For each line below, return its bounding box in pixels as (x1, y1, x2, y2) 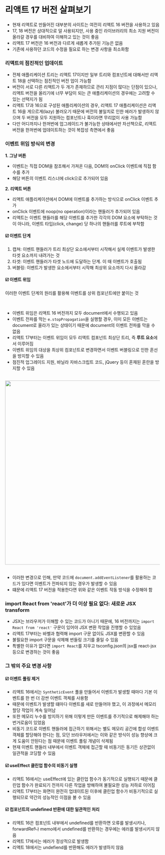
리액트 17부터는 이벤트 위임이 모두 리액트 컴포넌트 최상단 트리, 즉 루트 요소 (12, 334, 154, 340)
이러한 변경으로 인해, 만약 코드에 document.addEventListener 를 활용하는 (12, 574, 151, 580)
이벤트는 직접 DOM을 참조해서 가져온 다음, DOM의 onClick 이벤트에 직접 (12, 163, 151, 169)
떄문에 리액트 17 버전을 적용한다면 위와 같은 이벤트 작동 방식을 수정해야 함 (12, 587, 153, 592)
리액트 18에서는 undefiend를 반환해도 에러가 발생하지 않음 (12, 844, 124, 850)
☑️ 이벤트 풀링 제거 (5, 675, 40, 681)
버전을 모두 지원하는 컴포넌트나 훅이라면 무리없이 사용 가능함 (27, 115, 142, 121)
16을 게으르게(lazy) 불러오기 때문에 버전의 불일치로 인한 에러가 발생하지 (17, 108, 154, 114)
